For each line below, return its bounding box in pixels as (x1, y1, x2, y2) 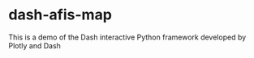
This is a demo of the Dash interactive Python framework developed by (8, 32, 247, 42)
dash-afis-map (8, 6, 112, 24)
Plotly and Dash (8, 40, 61, 50)
